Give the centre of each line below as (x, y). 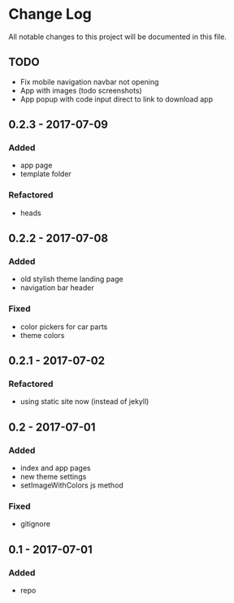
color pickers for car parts (64, 327)
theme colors (42, 335)
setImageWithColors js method (71, 485)
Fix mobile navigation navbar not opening (89, 81)
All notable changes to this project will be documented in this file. (118, 37)
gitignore (35, 524)
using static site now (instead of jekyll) (84, 401)
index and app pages (55, 468)
